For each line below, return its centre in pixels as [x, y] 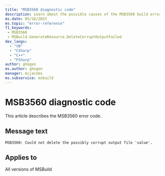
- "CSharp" [21, 50]
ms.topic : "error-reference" [35, 23]
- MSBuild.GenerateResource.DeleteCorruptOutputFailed [64, 37]
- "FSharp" [21, 60]
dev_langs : [16, 42]
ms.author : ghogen [24, 69]
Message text [27, 131]
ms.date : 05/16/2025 [26, 19]
